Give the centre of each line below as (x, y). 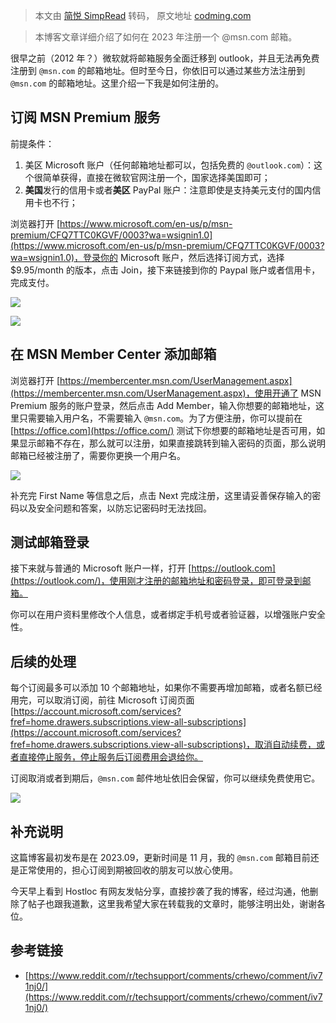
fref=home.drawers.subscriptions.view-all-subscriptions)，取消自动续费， (163, 745)
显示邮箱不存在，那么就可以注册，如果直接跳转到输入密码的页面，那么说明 (172, 443)
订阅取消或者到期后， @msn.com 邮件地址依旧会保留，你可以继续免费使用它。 (165, 778)
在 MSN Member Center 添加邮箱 (113, 354)
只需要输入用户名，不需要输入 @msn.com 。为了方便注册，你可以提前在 (160, 418)
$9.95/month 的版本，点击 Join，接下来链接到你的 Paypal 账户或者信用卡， (165, 270)
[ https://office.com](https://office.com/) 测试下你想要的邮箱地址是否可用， (163, 430)
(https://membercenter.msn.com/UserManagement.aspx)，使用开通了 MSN (166, 393)
